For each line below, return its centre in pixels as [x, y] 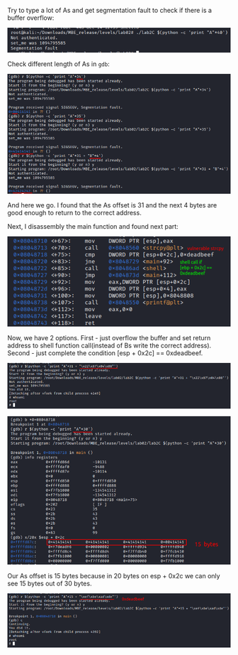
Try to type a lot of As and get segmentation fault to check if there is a [110, 10]
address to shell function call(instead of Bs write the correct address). [109, 345]
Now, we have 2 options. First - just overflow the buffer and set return [109, 337]
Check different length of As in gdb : [58, 64]
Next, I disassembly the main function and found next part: [93, 227]
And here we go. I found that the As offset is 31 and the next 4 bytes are [112, 205]
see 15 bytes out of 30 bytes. [50, 583]
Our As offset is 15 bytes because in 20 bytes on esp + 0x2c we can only [114, 575]
